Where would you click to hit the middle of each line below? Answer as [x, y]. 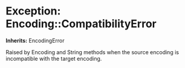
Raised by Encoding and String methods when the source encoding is [92, 52]
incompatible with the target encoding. [54, 58]
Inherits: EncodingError [35, 40]
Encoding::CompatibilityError [81, 24]
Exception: [33, 11]
